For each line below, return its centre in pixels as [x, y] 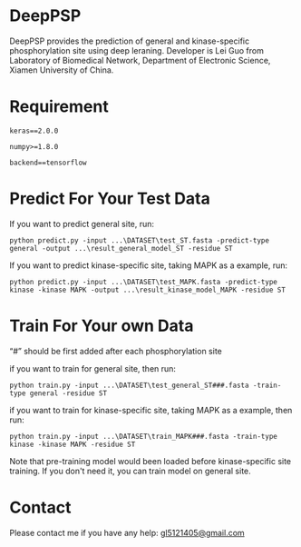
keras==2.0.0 [34, 131]
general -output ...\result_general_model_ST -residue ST [121, 248]
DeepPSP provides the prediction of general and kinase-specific [130, 41]
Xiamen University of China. [62, 70]
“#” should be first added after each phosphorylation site [116, 351]
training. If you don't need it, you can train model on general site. [130, 471]
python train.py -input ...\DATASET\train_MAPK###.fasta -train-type [144, 436]
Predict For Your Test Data [110, 199]
